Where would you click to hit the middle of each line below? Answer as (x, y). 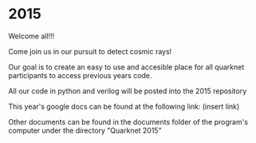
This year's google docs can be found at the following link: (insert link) (124, 106)
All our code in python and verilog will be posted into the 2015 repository (128, 91)
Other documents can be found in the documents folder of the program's (128, 121)
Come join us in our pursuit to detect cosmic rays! (90, 51)
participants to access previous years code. (80, 75)
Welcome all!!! (32, 36)
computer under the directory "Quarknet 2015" (85, 130)
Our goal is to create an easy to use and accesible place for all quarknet (126, 67)
